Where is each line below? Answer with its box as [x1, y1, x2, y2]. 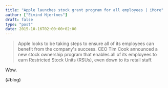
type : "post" [5, 21, 33, 27]
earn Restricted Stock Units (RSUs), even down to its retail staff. [17, 57, 153, 63]
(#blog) [5, 77, 22, 83]
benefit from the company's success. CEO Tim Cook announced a [17, 46, 158, 52]
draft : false [5, 17, 33, 22]
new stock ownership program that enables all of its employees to [17, 52, 157, 58]
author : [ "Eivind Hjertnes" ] [5, 12, 68, 17]
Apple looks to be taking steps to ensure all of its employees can [17, 40, 155, 47]
